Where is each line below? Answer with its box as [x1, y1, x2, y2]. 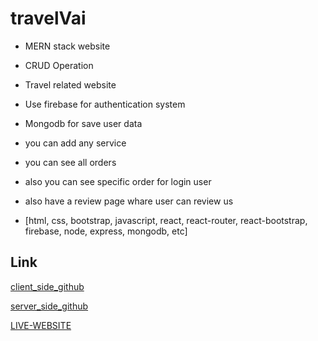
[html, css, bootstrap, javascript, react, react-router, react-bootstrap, [24, 214, 308, 226]
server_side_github [10, 300, 89, 312]
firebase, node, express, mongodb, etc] [24, 225, 188, 237]
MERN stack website [24, 40, 111, 52]
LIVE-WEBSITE [10, 319, 72, 331]
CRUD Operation [24, 59, 94, 71]
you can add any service [24, 137, 127, 149]
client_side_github [10, 280, 85, 292]
